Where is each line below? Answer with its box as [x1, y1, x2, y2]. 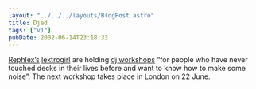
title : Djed [8, 19, 48, 27]
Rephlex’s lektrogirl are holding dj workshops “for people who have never [8, 55, 248, 65]
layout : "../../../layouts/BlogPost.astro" [8, 11, 155, 20]
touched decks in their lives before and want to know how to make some [8, 64, 246, 73]
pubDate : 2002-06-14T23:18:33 [8, 33, 109, 42]
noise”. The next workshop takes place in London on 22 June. [8, 72, 211, 81]
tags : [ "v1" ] [8, 26, 52, 34]
